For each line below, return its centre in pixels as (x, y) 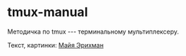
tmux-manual (48, 12)
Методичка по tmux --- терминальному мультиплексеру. (93, 31)
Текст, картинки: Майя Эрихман (56, 45)
